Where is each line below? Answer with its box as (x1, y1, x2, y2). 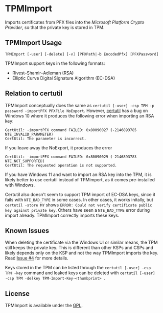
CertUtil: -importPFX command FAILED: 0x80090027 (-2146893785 (5, 127, 137, 133)
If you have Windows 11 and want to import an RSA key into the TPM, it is (5, 171, 152, 177)
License (5, 289, 30, 298)
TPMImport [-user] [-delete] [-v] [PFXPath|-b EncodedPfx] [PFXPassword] (5, 52, 159, 57)
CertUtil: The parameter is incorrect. (5, 136, 87, 141)
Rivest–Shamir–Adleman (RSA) (12, 70, 74, 76)
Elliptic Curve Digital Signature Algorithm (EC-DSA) (12, 75, 115, 81)
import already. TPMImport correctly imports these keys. (5, 212, 119, 218)
